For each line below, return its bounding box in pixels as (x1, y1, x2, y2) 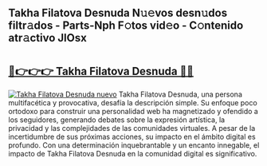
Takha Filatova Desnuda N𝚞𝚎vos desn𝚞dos (8, 6, 228, 20)
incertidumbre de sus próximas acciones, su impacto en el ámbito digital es (8, 132, 257, 141)
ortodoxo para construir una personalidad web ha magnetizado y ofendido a (8, 107, 259, 116)
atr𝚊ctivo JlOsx (8, 31, 88, 45)
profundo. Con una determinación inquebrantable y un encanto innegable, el (8, 140, 260, 150)
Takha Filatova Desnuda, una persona (118, 89, 243, 99)
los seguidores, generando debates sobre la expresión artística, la (8, 115, 226, 125)
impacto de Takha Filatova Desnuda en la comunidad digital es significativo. (8, 149, 257, 158)
